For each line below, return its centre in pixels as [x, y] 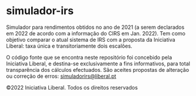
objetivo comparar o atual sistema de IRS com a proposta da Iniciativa [91, 39]
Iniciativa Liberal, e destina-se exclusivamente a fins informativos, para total [98, 64]
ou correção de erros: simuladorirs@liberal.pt [61, 76]
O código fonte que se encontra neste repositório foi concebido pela [89, 57]
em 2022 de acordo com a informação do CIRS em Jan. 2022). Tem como [96, 33]
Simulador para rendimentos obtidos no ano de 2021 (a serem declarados [95, 27]
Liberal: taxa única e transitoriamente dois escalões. [69, 46]
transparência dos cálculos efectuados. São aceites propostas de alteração [98, 69]
